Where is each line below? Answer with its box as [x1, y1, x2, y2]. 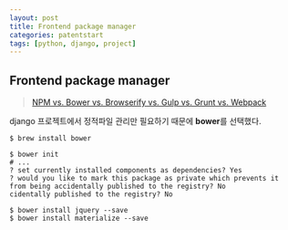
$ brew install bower [9, 134, 92, 143]
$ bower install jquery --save [9, 206, 129, 215]
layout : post [9, 13, 59, 23]
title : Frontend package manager [9, 22, 137, 31]
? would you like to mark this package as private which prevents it [9, 174, 280, 183]
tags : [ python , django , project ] [9, 38, 137, 48]
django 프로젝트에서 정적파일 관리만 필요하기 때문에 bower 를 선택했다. [9, 116, 262, 127]
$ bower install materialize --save [9, 214, 149, 224]
